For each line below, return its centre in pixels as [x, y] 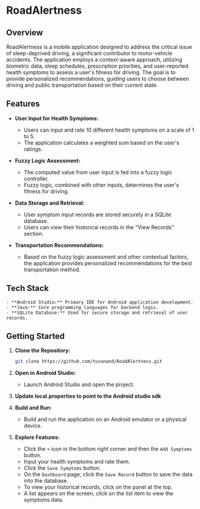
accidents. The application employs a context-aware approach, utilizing [94, 60]
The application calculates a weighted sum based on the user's [101, 143]
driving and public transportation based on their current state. [82, 85]
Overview [25, 33]
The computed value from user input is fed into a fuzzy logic [98, 172]
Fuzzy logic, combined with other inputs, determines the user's [101, 185]
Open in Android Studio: [45, 373]
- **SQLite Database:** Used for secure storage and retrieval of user [97, 313]
